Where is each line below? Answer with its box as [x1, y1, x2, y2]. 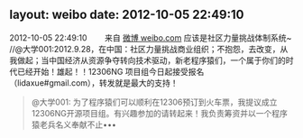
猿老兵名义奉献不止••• [31, 119, 117, 130]
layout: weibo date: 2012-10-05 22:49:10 [9, 7, 244, 23]
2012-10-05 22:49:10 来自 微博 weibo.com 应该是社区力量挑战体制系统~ [9, 32, 292, 43]
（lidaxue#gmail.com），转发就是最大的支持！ [9, 77, 179, 88]
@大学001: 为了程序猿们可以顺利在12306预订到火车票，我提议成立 [31, 97, 278, 107]
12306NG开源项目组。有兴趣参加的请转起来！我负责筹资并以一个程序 [31, 107, 289, 118]
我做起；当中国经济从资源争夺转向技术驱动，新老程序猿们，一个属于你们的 [9, 54, 286, 66]
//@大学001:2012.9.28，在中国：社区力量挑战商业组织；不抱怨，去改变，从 [9, 43, 289, 54]
